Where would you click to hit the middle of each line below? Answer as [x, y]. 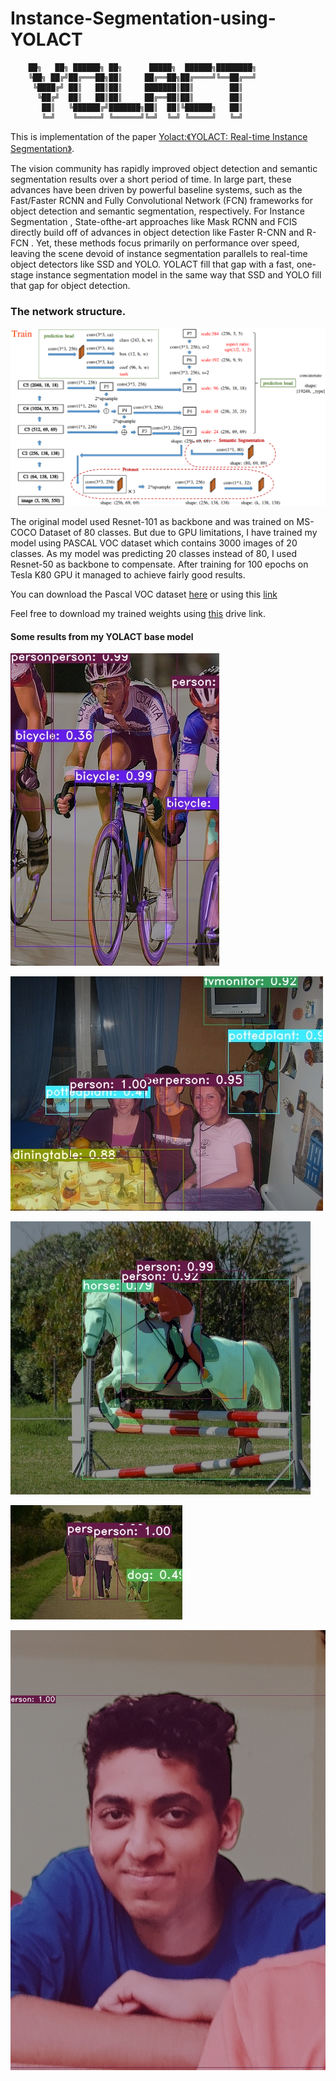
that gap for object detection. [70, 285]
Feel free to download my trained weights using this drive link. [138, 614]
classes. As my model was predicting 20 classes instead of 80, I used [153, 554]
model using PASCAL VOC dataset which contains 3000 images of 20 [154, 543]
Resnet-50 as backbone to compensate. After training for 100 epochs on [159, 564]
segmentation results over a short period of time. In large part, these [151, 179]
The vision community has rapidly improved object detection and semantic [164, 168]
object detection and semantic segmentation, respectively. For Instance [157, 211]
